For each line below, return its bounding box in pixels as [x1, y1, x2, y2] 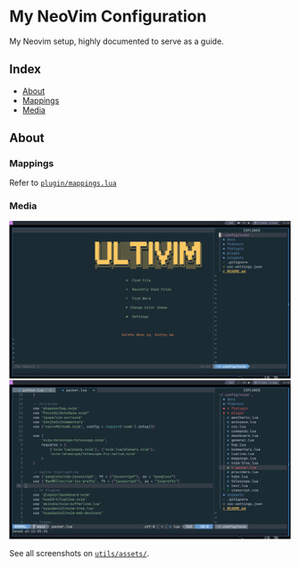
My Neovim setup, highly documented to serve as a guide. [9, 36, 225, 47]
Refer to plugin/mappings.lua [9, 177, 117, 189]
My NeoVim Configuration [9, 6, 207, 27]
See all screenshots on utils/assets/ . [9, 548, 150, 559]
